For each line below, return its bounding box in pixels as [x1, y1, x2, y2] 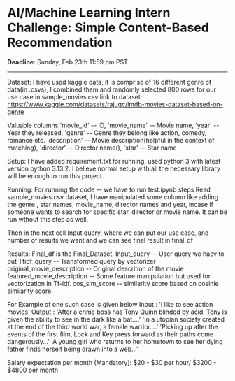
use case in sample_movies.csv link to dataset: [7, 92, 143, 101]
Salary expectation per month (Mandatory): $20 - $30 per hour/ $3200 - [7, 358, 217, 366]
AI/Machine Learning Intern [7, 5, 171, 21]
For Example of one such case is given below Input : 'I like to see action [7, 300, 213, 308]
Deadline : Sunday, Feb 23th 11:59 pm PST [7, 57, 128, 66]
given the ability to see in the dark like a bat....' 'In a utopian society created [7, 315, 225, 323]
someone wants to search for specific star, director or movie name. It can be [7, 208, 228, 216]
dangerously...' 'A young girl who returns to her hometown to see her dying [7, 337, 223, 345]
